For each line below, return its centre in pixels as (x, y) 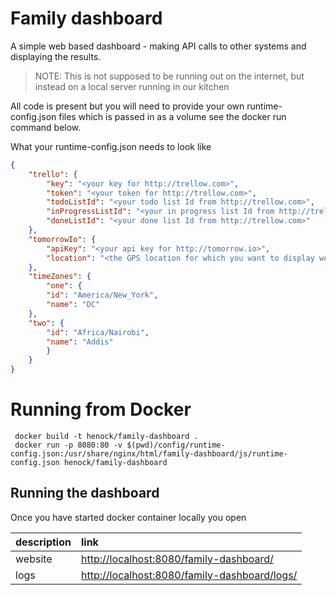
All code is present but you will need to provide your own (127, 106)
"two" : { (46, 323)
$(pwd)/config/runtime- (176, 445)
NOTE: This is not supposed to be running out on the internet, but (169, 76)
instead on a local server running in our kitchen (132, 86)
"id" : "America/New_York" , (102, 295)
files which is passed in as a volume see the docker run (172, 116)
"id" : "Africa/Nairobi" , (98, 332)
